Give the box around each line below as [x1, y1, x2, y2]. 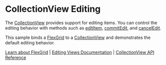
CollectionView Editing [5, 3, 101, 15]
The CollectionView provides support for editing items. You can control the [5, 20, 158, 26]
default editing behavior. [5, 39, 55, 45]
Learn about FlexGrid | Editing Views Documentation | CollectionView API [5, 49, 155, 55]
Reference [5, 54, 26, 60]
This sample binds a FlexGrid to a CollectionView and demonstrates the [5, 34, 151, 40]
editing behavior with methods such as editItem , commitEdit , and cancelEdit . [5, 25, 162, 31]
